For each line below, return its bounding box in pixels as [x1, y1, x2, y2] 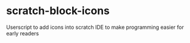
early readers [6, 29, 39, 37]
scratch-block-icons [6, 4, 110, 18]
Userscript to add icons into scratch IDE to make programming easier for [6, 24, 184, 31]
